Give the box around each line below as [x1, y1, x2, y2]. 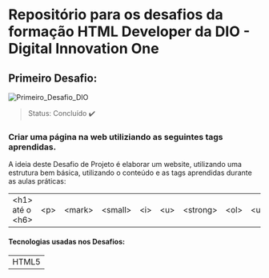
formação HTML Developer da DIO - [8, 22, 251, 41]
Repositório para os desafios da [8, 6, 224, 24]
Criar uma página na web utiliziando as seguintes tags [8, 131, 223, 142]
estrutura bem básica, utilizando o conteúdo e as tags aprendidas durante [8, 168, 252, 177]
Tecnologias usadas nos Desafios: [8, 236, 126, 246]
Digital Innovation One [8, 40, 159, 58]
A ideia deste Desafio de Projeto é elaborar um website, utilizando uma [8, 160, 243, 169]
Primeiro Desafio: [8, 71, 98, 85]
